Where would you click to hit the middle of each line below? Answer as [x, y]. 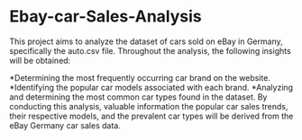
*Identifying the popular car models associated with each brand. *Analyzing [151, 87]
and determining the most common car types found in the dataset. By [138, 97]
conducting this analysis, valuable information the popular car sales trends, [149, 106]
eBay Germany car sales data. [65, 125]
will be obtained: [40, 60]
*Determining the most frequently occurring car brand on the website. [140, 77]
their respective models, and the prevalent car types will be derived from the [151, 116]
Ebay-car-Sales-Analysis [106, 17]
